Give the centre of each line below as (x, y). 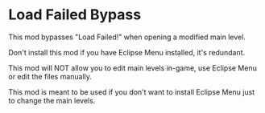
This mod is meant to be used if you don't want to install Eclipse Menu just (132, 92)
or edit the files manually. (50, 76)
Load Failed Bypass (75, 15)
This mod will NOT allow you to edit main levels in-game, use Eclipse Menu (133, 68)
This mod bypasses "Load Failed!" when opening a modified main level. (127, 37)
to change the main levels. (52, 100)
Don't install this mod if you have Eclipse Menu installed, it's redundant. (127, 52)
